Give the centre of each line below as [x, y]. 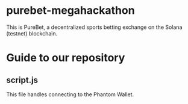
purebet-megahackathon [70, 11]
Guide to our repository [66, 58]
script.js [22, 80]
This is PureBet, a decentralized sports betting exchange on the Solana [94, 27]
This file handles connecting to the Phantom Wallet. [70, 94]
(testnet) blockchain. [32, 33]
